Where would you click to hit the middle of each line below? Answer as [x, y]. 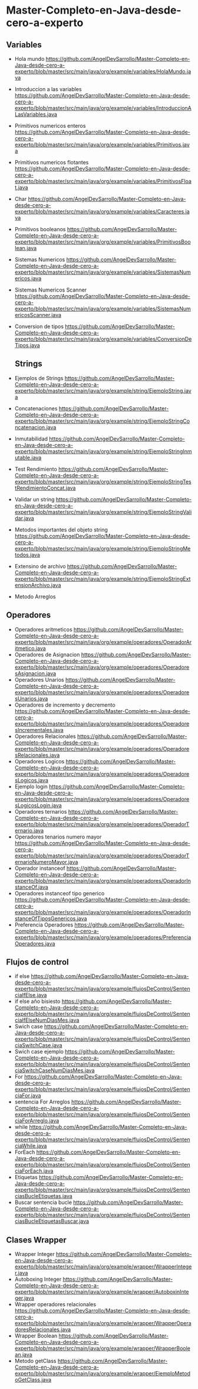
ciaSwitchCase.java [38, 1045]
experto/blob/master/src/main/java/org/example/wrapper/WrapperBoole [102, 1348]
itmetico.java [30, 648]
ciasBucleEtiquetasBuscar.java [52, 1221]
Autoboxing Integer [38, 1279]
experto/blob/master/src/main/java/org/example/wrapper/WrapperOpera [103, 1323]
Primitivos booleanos [40, 229]
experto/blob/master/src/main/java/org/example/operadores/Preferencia [103, 937]
